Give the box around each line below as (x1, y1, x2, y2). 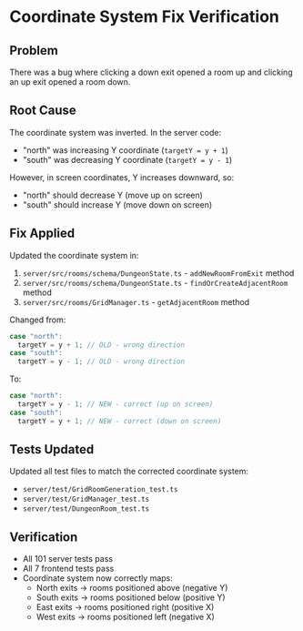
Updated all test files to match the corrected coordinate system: (9, 466, 248, 477)
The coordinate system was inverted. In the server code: (9, 127, 221, 137)
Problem (9, 43, 59, 58)
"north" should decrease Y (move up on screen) (22, 189, 203, 200)
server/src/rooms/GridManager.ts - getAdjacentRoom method (22, 296, 250, 307)
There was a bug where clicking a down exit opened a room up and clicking (9, 66, 293, 77)
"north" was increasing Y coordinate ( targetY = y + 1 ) (22, 144, 229, 156)
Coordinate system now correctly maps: (22, 573, 173, 584)
